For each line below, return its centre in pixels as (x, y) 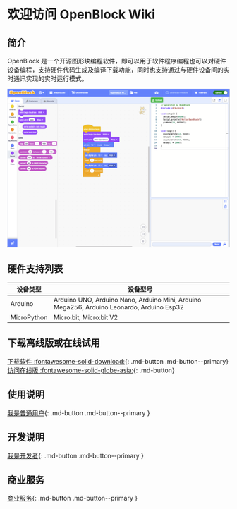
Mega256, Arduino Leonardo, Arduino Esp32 (119, 307)
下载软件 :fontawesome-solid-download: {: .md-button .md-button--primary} (118, 361)
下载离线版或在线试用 (54, 343)
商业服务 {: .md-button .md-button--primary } (73, 498)
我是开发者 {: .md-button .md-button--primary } (76, 455)
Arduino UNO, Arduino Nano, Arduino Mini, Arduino (128, 300)
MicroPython (29, 317)
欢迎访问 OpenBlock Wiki (81, 14)
